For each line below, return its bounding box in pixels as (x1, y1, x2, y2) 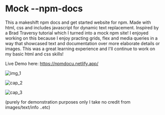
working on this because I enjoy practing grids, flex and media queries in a (5, 35, 158, 41)
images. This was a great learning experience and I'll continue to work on (5, 46, 156, 52)
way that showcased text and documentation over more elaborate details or (5, 40, 160, 46)
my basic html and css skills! (5, 51, 64, 57)
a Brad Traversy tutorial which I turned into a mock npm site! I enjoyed (5, 30, 149, 36)
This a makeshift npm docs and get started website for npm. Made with (5, 19, 152, 25)
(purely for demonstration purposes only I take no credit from (5, 99, 131, 105)
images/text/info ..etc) (5, 104, 51, 110)
